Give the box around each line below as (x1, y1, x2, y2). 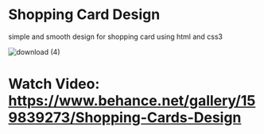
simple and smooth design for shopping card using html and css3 (8, 32, 223, 41)
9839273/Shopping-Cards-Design (8, 109, 242, 127)
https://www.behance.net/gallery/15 (8, 92, 256, 110)
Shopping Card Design (8, 6, 161, 24)
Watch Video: (8, 75, 100, 93)
